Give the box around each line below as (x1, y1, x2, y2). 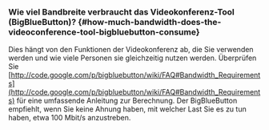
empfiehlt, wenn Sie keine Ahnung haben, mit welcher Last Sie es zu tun (8, 104, 247, 114)
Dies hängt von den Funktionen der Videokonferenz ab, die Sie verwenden (8, 45, 254, 55)
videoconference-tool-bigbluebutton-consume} (8, 26, 200, 38)
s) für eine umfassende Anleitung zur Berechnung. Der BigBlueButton (8, 95, 238, 106)
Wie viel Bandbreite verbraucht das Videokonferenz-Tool (8, 6, 235, 18)
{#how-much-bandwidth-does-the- (78, 16, 222, 27)
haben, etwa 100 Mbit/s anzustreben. (8, 113, 131, 123)
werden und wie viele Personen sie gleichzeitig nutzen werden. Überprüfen (8, 53, 257, 63)
